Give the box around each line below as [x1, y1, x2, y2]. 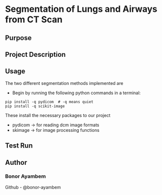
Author [5, 158, 27, 166]
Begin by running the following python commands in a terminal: [12, 90, 141, 96]
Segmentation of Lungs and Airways [5, 3, 158, 15]
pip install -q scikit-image [5, 104, 65, 109]
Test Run [5, 142, 33, 150]
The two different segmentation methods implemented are [5, 80, 124, 86]
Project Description [5, 50, 66, 59]
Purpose [5, 34, 32, 42]
